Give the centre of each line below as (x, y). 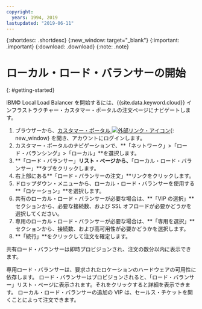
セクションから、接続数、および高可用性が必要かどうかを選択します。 (102, 229)
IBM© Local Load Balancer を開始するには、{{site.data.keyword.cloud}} (96, 103)
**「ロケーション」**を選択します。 (60, 191)
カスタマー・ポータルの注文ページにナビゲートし (125, 110)
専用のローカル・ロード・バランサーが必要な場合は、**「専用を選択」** (105, 221)
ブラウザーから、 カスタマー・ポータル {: (94, 131)
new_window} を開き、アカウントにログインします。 (80, 138)
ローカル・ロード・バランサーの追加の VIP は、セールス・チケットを (103, 292)
